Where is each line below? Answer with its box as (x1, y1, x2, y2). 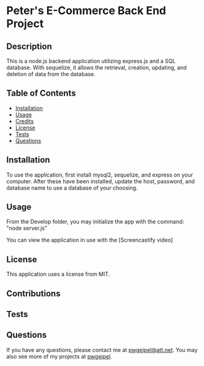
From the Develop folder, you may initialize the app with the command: (6, 218, 184, 226)
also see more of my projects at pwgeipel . (6, 353, 112, 360)
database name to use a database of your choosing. (6, 184, 138, 191)
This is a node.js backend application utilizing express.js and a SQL (6, 58, 176, 64)
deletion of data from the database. (6, 71, 96, 77)
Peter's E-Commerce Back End (6, 4, 167, 18)
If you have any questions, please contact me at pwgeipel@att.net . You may (6, 346, 198, 353)
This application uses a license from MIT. (6, 270, 110, 278)
